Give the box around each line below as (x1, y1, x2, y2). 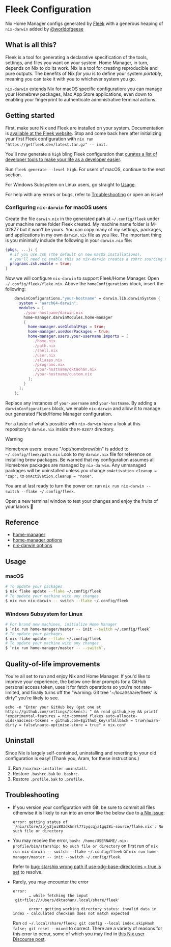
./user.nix (32, 353, 56, 358)
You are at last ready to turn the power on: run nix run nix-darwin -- (5, 482, 151, 489)
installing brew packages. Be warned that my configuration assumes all (5, 456, 155, 463)
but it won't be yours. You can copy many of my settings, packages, (20, 226, 163, 232)
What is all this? (5, 41, 57, 49)
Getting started (5, 111, 55, 120)
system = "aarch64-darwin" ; (18, 301, 79, 306)
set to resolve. (12, 869, 43, 875)
